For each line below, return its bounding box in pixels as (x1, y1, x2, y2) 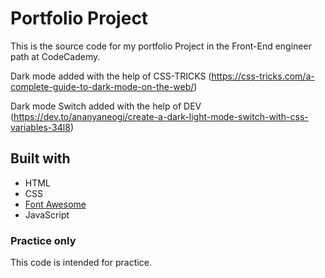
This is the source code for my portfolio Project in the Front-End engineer (10, 40, 312, 52)
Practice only (10, 233, 77, 247)
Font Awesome (24, 198, 87, 210)
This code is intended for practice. (10, 257, 152, 269)
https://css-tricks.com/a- (211, 70, 315, 82)
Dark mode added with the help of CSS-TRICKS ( (10, 70, 212, 82)
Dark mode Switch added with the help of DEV (10, 100, 202, 112)
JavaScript (24, 208, 70, 221)
